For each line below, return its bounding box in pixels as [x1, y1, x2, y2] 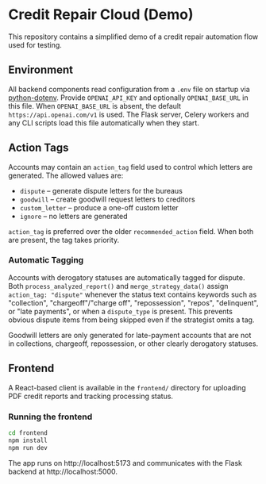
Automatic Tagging [8, 255, 84, 266]
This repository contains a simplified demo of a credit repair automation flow [8, 32, 259, 41]
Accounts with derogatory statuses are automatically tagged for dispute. [8, 272, 245, 282]
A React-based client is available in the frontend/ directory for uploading [8, 382, 246, 392]
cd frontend [8, 428, 48, 437]
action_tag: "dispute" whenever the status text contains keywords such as [8, 290, 257, 299]
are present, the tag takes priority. [8, 235, 120, 244]
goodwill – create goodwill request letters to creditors [19, 194, 196, 204]
